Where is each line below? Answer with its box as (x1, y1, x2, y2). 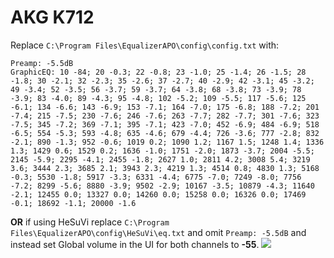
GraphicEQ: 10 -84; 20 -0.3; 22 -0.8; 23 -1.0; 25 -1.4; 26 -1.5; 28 (10, 67, 307, 77)
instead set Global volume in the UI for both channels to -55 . (10, 238, 260, 250)
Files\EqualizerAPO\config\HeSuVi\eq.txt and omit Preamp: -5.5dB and (10, 226, 307, 238)
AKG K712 (10, 6, 95, 29)
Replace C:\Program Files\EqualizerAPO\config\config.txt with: (10, 39, 280, 51)
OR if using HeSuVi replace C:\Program (10, 216, 170, 228)
